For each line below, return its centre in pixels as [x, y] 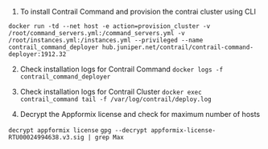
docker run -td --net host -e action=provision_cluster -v [109, 26]
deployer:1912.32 [37, 54]
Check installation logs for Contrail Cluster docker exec [111, 92]
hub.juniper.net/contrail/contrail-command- [177, 47]
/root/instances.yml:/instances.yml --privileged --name [106, 40]
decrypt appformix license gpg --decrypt [78, 131]
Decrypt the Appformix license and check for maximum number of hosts [140, 114]
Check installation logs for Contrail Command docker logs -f [122, 69]
